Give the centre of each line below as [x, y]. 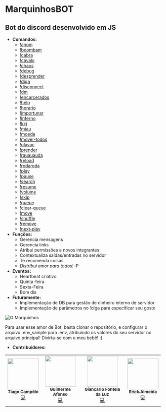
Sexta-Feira [31, 287]
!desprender [32, 76]
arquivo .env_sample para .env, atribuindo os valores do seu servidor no [78, 332]
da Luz [103, 394]
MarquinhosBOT [40, 9]
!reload [27, 160]
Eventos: [21, 271]
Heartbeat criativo [38, 276]
